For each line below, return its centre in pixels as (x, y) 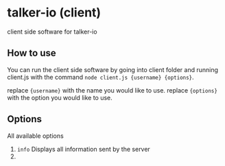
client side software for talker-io (52, 32)
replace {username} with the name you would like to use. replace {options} (113, 90)
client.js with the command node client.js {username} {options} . (100, 77)
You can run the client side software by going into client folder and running (113, 69)
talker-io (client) (54, 13)
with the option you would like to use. (60, 97)
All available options (35, 136)
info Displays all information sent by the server (84, 149)
